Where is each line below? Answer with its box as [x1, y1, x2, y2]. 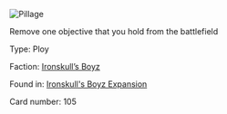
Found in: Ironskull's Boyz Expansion [9, 79, 148, 90]
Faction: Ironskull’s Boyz [9, 62, 100, 71]
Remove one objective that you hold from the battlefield [9, 26, 219, 36]
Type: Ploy [9, 43, 50, 54]
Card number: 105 [9, 96, 77, 107]
